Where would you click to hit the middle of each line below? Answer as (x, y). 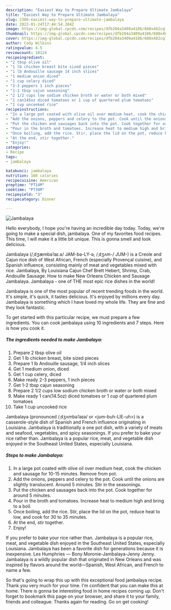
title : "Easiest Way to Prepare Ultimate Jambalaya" (63, 15)
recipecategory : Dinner (31, 199)
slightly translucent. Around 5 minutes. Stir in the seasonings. (77, 484)
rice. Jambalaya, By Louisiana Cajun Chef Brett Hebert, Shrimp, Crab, (78, 270)
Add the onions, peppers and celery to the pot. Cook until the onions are (89, 479)
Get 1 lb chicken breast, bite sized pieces (56, 358)
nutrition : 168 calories (32, 176)
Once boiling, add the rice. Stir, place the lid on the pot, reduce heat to (87, 511)
